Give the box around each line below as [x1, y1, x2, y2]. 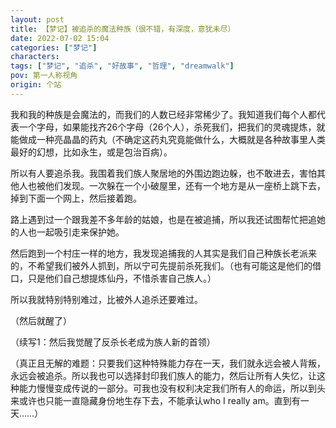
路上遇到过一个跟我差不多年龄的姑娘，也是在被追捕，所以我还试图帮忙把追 [10, 213, 317, 225]
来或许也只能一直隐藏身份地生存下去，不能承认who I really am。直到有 [10, 394, 301, 406]
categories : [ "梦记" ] [10, 42, 98, 53]
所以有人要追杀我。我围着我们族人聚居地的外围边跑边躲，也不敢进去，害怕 [10, 167, 317, 179]
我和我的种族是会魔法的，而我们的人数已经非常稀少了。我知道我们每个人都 [10, 108, 317, 120]
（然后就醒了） [10, 314, 72, 326]
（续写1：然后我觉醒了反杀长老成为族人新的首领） [10, 336, 216, 348]
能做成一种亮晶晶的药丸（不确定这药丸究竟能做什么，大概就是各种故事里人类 [10, 133, 326, 145]
